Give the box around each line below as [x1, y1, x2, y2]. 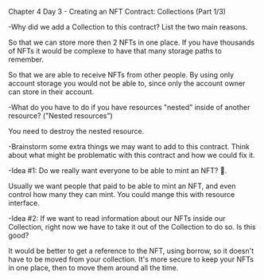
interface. [8, 199, 40, 207]
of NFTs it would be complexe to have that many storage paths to [8, 46, 223, 55]
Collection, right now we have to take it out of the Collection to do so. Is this [8, 223, 256, 231]
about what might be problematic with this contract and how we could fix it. [8, 151, 256, 160]
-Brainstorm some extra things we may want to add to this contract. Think [8, 142, 250, 151]
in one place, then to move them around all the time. [8, 263, 179, 272]
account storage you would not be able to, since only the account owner [8, 79, 246, 88]
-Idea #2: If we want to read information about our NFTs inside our [8, 214, 226, 223]
